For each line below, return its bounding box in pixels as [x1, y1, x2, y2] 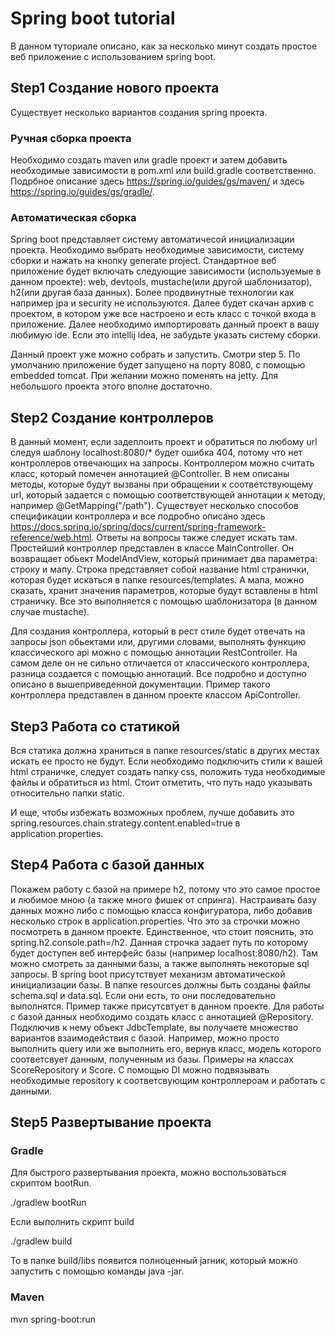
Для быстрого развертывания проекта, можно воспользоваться [10, 1167, 287, 1179]
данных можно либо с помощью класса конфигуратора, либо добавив [10, 904, 313, 916]
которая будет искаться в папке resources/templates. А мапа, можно [10, 574, 305, 586]
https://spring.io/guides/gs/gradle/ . [10, 186, 155, 198]
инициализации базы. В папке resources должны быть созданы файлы [10, 978, 311, 991]
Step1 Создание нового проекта [10, 80, 220, 97]
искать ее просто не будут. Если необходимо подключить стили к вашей [10, 755, 323, 767]
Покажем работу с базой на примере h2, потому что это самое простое [10, 883, 321, 895]
